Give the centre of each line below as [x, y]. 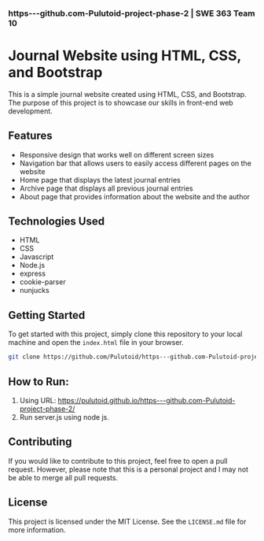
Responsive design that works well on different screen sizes [117, 154]
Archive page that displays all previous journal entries [106, 188]
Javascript [37, 257]
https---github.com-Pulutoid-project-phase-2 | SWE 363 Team [132, 13]
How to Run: [38, 382]
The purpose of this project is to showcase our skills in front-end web [121, 102]
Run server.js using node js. [64, 417]
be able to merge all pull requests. [63, 477]
